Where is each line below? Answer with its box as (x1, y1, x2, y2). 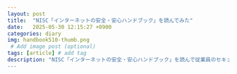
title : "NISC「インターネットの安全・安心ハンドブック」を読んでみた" (7, 17, 193, 24)
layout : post (7, 10, 46, 18)
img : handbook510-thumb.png (7, 37, 90, 44)
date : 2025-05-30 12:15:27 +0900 (7, 23, 112, 30)
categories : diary (7, 30, 61, 37)
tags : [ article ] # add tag (7, 50, 87, 57)
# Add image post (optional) (10, 43, 97, 50)
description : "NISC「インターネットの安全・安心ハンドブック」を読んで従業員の (7, 56, 217, 63)
